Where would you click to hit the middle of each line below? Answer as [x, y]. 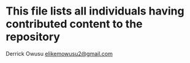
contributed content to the [74, 24]
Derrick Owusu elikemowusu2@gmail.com [59, 53]
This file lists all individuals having [95, 11]
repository [33, 37]
